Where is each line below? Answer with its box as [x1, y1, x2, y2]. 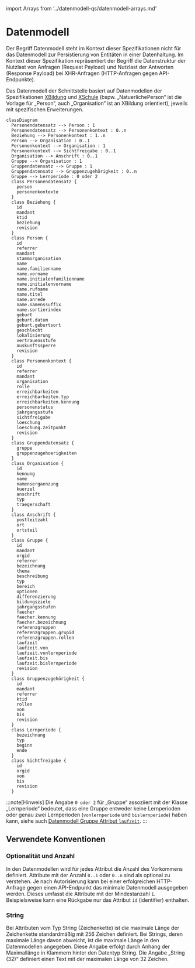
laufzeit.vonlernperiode [16, 650, 77, 656]
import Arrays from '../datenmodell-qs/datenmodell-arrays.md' [6, 5, 157, 12]
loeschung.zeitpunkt [16, 425, 67, 430]
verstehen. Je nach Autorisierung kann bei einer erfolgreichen [6, 878, 156, 885]
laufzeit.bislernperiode [16, 660, 77, 666]
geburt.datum [16, 317, 48, 323]
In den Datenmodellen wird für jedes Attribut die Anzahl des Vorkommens [6, 865, 183, 872]
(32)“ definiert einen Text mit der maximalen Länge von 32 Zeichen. [6, 955, 169, 962]
